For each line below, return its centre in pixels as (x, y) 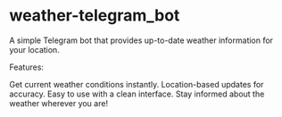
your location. (34, 49)
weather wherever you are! (59, 103)
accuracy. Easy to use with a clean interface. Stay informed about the (137, 94)
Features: (27, 67)
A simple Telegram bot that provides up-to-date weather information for (141, 40)
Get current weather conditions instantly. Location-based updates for (137, 84)
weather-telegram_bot (95, 16)
